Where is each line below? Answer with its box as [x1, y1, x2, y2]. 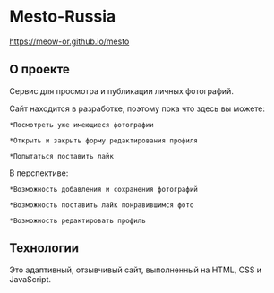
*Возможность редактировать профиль [9, 216, 146, 225]
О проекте [9, 62, 70, 77]
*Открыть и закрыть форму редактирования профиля [9, 136, 199, 145]
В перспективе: [9, 168, 69, 178]
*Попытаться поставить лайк [9, 151, 115, 160]
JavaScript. [9, 273, 52, 284]
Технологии [9, 240, 79, 256]
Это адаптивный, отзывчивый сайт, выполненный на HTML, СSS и [9, 264, 262, 275]
